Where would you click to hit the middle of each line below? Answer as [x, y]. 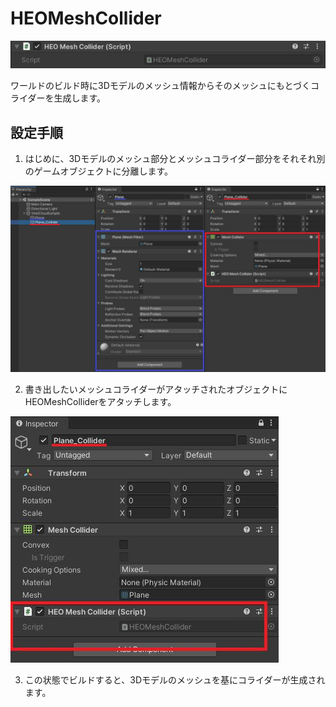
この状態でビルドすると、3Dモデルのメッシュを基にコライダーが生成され [175, 680]
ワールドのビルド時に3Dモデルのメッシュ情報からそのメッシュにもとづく [160, 86]
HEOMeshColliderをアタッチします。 [100, 402]
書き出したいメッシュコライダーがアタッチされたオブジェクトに [156, 389]
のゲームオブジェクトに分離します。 [98, 171]
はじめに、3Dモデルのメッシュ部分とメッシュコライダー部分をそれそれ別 [175, 158]
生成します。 [80, 98]
